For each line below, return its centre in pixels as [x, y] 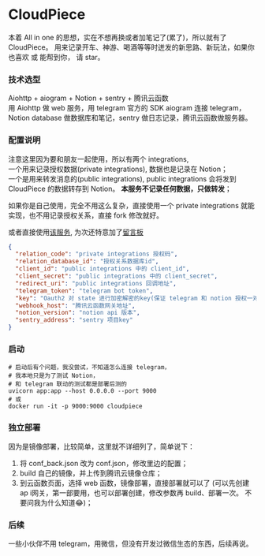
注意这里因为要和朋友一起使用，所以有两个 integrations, [99, 159]
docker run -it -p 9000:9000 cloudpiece [76, 407]
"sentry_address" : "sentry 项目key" [74, 320]
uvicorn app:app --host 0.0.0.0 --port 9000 [82, 391]
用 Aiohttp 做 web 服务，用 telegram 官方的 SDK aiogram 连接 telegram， [127, 108]
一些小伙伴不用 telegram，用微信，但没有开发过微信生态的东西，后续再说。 [131, 543]
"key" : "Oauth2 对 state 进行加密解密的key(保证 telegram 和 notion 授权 [131, 298]
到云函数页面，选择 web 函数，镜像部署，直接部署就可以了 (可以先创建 [134, 483]
